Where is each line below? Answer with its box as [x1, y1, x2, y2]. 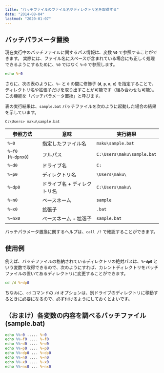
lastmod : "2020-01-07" [5, 16, 51, 21]
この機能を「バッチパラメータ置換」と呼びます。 [5, 93, 103, 99]
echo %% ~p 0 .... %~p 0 [5, 346, 49, 351]
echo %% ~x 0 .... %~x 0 [5, 359, 49, 364]
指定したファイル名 [42, 140, 86, 147]
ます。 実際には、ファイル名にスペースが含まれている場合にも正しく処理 [9, 56, 155, 62]
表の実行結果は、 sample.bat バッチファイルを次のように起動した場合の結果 [5, 104, 157, 109]
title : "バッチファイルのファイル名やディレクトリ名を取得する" [5, 7, 119, 12]
